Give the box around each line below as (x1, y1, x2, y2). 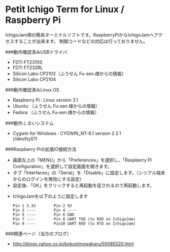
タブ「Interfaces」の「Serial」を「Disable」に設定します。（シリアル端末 (12, 169, 165, 176)
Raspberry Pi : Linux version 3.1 (12, 97, 79, 103)
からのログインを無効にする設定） (12, 176, 84, 182)
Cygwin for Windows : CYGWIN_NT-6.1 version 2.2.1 (12, 130, 121, 136)
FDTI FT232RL (12, 65, 43, 71)
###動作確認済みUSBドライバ (5, 49, 67, 55)
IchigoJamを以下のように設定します (12, 193, 88, 199)
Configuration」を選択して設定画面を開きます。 (12, 163, 113, 169)
